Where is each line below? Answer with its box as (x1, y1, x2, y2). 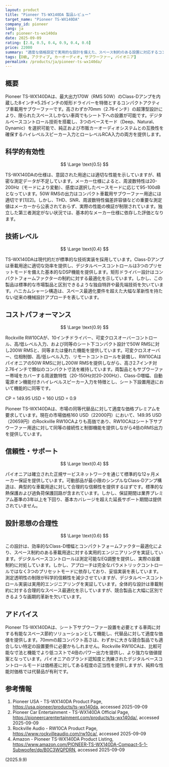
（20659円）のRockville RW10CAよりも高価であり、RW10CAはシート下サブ (5, 418, 162, 424)
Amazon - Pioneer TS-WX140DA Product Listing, (12, 736, 114, 742)
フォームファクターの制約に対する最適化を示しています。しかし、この (18, 275, 163, 281)
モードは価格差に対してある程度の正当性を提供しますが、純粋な (27, 662, 159, 668)
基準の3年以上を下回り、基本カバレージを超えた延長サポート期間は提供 (14, 496, 162, 503)
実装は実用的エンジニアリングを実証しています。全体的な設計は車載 (18, 581, 159, 587)
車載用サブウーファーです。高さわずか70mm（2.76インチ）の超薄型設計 (9, 106, 158, 112)
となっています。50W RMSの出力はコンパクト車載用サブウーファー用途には (5, 190, 162, 197)
